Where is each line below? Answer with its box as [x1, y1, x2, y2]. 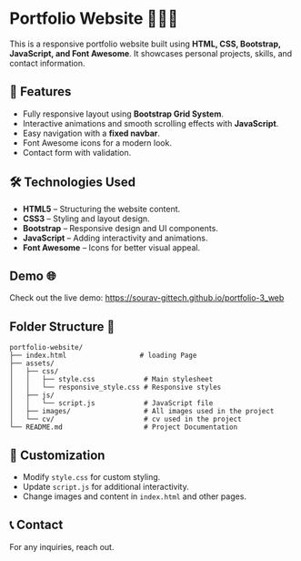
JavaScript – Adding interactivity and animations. [22, 232, 208, 243]
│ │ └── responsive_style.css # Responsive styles [9, 382, 222, 393]
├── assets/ [9, 359, 55, 368]
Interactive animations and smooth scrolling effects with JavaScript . [22, 117, 279, 128]
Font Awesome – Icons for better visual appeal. [22, 241, 201, 253]
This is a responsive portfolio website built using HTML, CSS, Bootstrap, [9, 38, 282, 49]
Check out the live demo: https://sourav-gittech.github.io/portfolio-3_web [9, 292, 285, 303]
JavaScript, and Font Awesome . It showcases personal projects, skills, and [9, 47, 293, 58]
